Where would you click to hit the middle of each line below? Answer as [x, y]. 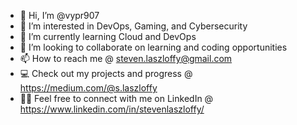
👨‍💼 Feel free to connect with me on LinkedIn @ [116, 98]
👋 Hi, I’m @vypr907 [59, 15]
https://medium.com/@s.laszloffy [88, 88]
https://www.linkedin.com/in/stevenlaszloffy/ [112, 109]
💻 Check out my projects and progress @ [106, 73]
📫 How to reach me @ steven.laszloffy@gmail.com [126, 58]
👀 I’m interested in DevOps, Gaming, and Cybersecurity [133, 26]
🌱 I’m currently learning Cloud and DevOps [108, 36]
